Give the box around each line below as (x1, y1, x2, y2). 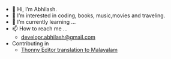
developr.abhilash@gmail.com (20, 33, 96, 41)
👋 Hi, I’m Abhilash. (11, 6, 57, 13)
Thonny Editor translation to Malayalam (20, 46, 118, 53)
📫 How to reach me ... (11, 25, 68, 32)
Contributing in (11, 40, 49, 47)
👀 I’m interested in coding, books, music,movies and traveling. (11, 12, 166, 19)
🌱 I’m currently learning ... (11, 18, 76, 25)
